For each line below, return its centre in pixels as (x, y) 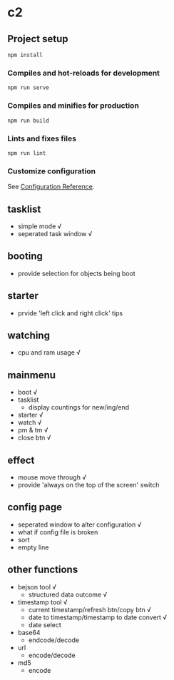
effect (21, 460)
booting (25, 257)
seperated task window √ (55, 234)
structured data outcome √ (68, 594)
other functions (43, 570)
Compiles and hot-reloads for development (84, 73)
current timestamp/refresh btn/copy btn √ (89, 609)
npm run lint (27, 153)
